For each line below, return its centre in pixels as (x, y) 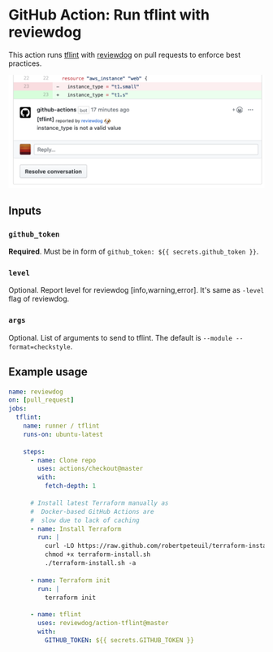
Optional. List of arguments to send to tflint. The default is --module (121, 337)
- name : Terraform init (70, 580)
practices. (25, 63)
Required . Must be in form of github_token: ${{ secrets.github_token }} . (134, 252)
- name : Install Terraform (76, 529)
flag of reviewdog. (39, 299)
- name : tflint (56, 615)
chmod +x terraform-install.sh (97, 554)
